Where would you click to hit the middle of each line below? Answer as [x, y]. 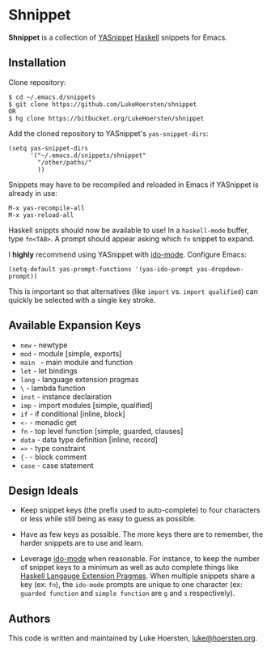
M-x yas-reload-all [41, 215]
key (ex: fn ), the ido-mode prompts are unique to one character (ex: [131, 585]
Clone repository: [37, 82]
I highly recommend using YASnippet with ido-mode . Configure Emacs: [127, 254]
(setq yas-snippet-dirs [49, 148]
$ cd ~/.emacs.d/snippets [52, 97]
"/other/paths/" [65, 162]
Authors [30, 618]
